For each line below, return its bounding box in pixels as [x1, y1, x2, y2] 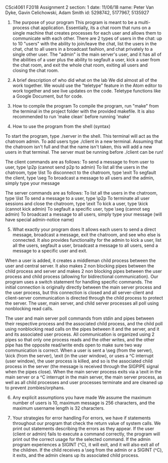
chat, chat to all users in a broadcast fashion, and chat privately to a [12, 46, 153, 52]
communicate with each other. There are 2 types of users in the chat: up [12, 35, 162, 41]
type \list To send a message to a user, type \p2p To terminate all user [5, 196, 150, 201]
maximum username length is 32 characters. [12, 405, 105, 411]
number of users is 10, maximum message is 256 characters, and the [12, 400, 155, 406]
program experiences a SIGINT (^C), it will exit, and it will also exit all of [12, 442, 159, 447]
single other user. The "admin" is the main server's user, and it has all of [12, 51, 161, 57]
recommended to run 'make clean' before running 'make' [12, 114, 131, 120]
